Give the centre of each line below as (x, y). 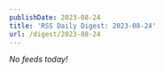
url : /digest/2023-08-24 (55, 34)
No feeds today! (39, 60)
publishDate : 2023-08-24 (55, 17)
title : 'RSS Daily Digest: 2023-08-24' (83, 26)
